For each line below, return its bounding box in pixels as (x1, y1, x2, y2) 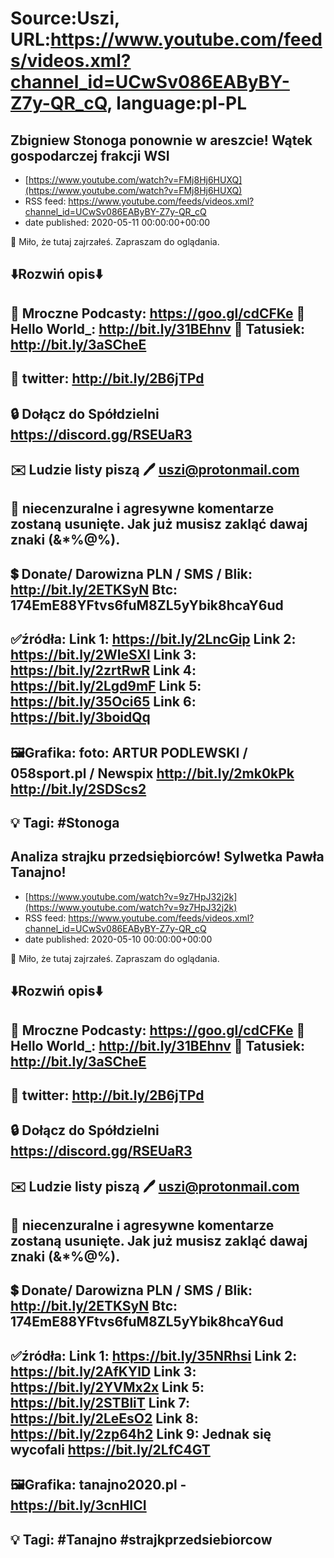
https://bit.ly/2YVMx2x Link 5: (10, 1378, 205, 1396)
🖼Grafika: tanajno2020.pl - (10, 1477, 187, 1494)
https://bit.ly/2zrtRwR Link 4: (10, 662, 197, 679)
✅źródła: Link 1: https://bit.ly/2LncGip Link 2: (10, 631, 297, 648)
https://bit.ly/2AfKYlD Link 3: (10, 1363, 197, 1380)
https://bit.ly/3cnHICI (10, 1497, 147, 1514)
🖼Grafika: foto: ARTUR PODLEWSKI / (10, 744, 248, 761)
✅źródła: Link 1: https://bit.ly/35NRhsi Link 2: (10, 1347, 298, 1364)
